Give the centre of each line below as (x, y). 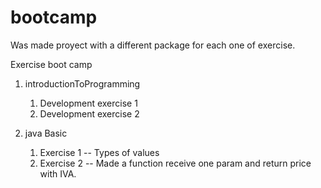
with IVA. (58, 173)
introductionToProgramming (82, 83)
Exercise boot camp (51, 64)
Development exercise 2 (89, 113)
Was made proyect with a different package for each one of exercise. (153, 45)
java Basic (46, 133)
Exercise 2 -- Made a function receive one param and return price (175, 163)
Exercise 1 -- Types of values (99, 152)
